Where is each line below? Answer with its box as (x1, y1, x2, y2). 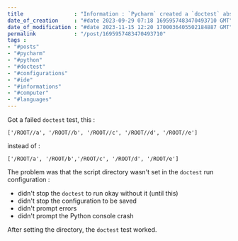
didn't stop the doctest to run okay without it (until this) (17, 189, 178, 197)
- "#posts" (7, 43, 40, 50)
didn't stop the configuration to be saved (17, 196, 137, 205)
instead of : (7, 142, 40, 150)
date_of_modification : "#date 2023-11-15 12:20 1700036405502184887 (7, 23, 217, 30)
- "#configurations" (7, 69, 69, 77)
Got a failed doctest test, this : (7, 116, 96, 124)
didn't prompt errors (17, 204, 77, 213)
